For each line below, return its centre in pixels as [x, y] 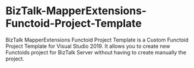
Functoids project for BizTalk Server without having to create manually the [96, 52]
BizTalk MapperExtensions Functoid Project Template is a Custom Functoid [97, 40]
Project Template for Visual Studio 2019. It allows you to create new [88, 46]
